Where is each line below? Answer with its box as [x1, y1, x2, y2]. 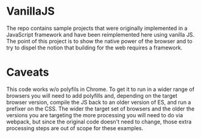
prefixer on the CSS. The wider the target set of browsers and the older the [6, 105, 195, 112]
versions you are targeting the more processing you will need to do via [6, 111, 183, 118]
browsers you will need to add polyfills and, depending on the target [6, 92, 178, 99]
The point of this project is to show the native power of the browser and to [6, 37, 193, 45]
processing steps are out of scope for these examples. [6, 124, 144, 132]
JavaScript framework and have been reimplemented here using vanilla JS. [6, 31, 195, 38]
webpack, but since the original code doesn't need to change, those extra [6, 118, 192, 125]
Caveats [6, 65, 49, 79]
